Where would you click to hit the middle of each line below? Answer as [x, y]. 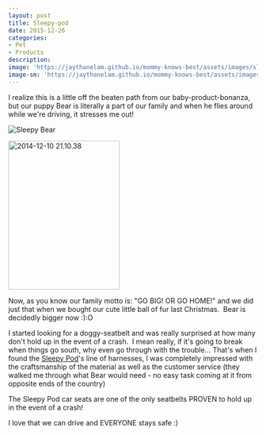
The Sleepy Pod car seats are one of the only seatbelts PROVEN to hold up [130, 398]
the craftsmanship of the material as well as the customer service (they [124, 367]
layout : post [30, 15]
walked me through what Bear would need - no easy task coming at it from [130, 375]
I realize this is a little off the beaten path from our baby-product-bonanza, [129, 97]
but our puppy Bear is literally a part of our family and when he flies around [131, 106]
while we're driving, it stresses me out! [71, 114]
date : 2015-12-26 [37, 30]
